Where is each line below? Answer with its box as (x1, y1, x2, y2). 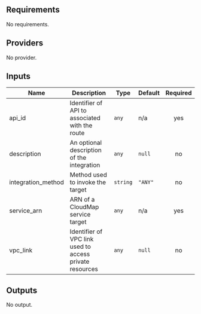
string (114, 179, 133, 186)
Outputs (6, 285, 38, 295)
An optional (69, 139, 102, 147)
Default (138, 89, 160, 97)
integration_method (9, 178, 64, 187)
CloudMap (69, 203, 99, 211)
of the (69, 154, 87, 162)
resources (69, 265, 99, 273)
